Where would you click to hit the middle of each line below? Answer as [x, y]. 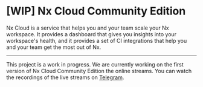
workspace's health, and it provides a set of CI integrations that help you [97, 40]
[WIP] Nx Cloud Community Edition [96, 11]
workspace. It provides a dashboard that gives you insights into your [92, 34]
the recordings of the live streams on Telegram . [65, 77]
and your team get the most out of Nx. [54, 47]
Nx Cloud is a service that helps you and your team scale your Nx [88, 28]
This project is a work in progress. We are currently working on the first [95, 64]
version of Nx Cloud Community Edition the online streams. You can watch [99, 71]
